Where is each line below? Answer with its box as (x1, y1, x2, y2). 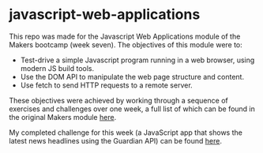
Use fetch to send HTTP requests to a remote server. (20, 80, 193, 90)
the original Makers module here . (9, 112, 117, 121)
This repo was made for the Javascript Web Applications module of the (9, 32, 241, 41)
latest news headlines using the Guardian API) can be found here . (9, 136, 222, 145)
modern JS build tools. (20, 63, 94, 73)
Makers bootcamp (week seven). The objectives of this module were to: (9, 39, 243, 49)
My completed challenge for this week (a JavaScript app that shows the (9, 128, 243, 137)
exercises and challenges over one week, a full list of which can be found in (9, 104, 256, 114)
